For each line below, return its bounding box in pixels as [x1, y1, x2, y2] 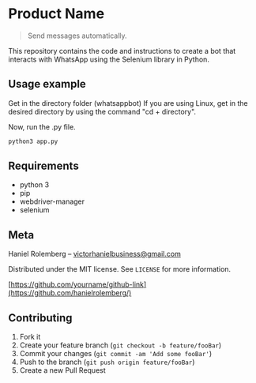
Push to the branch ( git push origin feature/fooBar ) [19, 357, 195, 367]
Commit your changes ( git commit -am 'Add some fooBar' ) [19, 349, 213, 359]
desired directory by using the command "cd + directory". [8, 107, 196, 116]
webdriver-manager [19, 197, 85, 206]
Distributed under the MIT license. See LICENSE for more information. [8, 265, 232, 274]
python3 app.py [8, 137, 58, 145]
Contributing [8, 311, 73, 325]
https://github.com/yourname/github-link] [10, 280, 147, 289]
